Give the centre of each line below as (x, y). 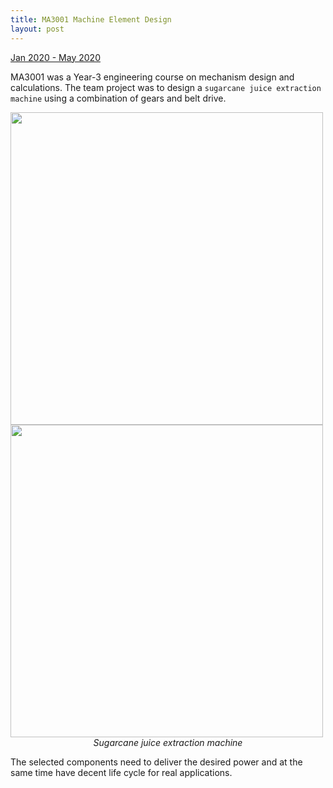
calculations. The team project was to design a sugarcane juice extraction (166, 87)
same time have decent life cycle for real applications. (121, 772)
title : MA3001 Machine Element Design (91, 19)
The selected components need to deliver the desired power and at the (156, 762)
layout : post (37, 29)
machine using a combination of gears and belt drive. (118, 98)
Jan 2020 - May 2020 (55, 57)
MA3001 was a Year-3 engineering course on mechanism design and (152, 77)
